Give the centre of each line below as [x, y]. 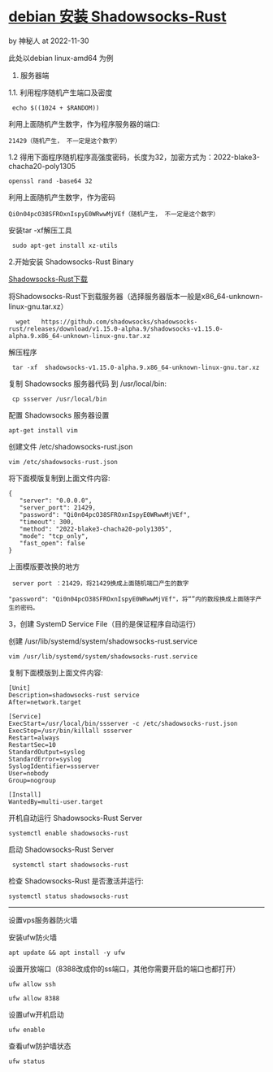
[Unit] [19, 688]
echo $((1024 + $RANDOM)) [56, 108]
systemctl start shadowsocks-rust [70, 865]
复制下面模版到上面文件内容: [56, 672]
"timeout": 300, [47, 522]
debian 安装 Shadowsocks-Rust [117, 17]
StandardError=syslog [45, 759]
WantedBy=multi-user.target [56, 801]
